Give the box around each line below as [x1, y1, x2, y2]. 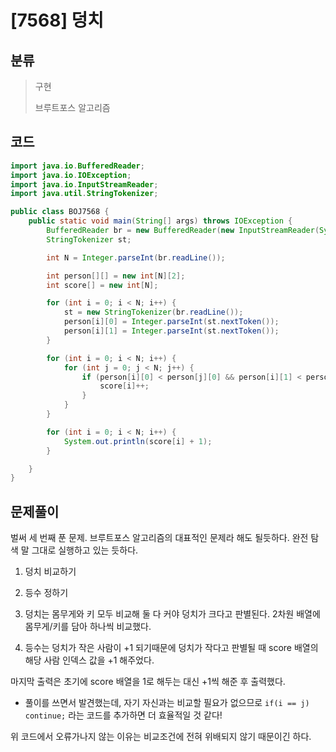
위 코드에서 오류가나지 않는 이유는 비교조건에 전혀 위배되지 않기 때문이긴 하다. [10, 731, 312, 743]
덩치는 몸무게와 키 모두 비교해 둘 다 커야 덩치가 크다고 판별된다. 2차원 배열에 [24, 608, 321, 620]
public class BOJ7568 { [10, 207, 110, 217]
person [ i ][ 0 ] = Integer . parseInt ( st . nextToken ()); [63, 317, 280, 327]
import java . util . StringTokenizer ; [10, 189, 159, 199]
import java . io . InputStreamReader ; [10, 179, 159, 190]
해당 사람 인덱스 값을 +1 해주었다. [24, 654, 155, 666]
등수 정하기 [24, 587, 69, 599]
